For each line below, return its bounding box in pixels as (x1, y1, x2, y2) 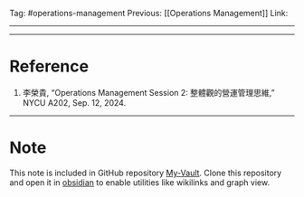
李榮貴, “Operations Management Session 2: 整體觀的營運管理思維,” (22, 87, 275, 98)
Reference (9, 56, 89, 77)
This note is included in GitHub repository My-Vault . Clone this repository (9, 167, 282, 178)
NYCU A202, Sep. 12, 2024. (22, 97, 127, 108)
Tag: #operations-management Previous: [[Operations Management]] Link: (9, 8, 289, 18)
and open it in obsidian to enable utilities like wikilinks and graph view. (9, 176, 270, 188)
